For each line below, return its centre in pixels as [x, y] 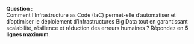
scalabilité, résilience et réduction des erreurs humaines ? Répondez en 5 [97, 28]
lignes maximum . [28, 34]
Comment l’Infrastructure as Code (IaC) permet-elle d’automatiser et [91, 15]
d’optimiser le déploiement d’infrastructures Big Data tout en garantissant [97, 21]
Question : [20, 9]
